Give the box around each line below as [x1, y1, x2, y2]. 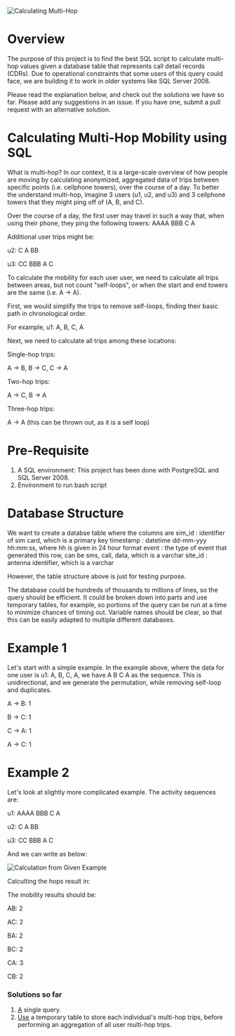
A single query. [17, 1005, 62, 1014]
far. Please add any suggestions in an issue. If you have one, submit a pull [7, 98, 221, 106]
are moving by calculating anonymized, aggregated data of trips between [7, 175, 220, 184]
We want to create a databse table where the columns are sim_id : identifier [7, 529, 226, 537]
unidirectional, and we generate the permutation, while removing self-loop [7, 678, 222, 686]
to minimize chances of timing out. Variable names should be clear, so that [7, 608, 222, 616]
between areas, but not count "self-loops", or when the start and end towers [7, 281, 228, 289]
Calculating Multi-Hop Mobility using [7, 130, 227, 146]
